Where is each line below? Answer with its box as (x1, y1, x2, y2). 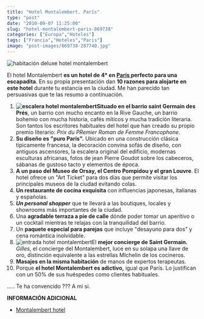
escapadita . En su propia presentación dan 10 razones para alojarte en (7, 77, 187, 85)
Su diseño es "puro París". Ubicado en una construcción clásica (15, 135, 179, 142)
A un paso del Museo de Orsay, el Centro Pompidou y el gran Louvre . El (15, 167, 199, 174)
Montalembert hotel (15, 306, 66, 314)
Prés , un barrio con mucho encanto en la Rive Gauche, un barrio (15, 109, 178, 116)
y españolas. (15, 193, 48, 200)
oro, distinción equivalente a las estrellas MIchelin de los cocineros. (15, 251, 185, 259)
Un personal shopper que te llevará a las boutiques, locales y (15, 199, 171, 207)
